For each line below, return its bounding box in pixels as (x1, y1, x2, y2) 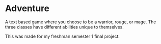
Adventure (5, 3, 50, 14)
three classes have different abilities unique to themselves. (5, 24, 124, 29)
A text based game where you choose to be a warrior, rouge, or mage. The (5, 19, 156, 25)
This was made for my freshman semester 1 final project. (5, 33, 120, 39)
